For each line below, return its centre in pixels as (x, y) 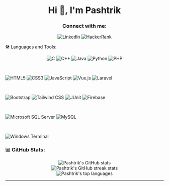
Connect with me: (84, 26)
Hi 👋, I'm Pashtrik (84, 10)
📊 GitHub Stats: (25, 150)
